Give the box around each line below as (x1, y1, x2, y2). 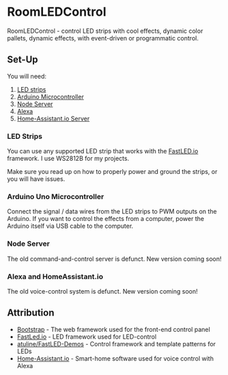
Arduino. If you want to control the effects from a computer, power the (7, 215, 205, 223)
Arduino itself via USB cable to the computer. (7, 222, 134, 230)
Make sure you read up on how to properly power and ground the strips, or (7, 168, 218, 176)
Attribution (7, 307, 55, 319)
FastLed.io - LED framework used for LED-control (16, 333, 157, 341)
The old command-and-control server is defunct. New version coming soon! (7, 255, 222, 263)
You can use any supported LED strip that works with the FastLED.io (7, 147, 199, 155)
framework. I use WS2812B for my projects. (7, 155, 130, 163)
